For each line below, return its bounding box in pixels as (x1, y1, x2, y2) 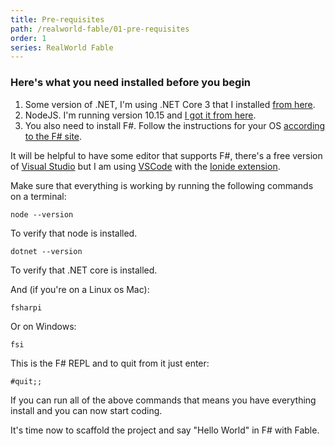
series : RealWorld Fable (10, 42, 114, 53)
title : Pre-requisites (10, 14, 105, 25)
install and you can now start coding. (10, 404, 163, 416)
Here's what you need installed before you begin (10, 76, 251, 90)
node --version (10, 209, 74, 220)
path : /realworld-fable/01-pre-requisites (10, 24, 190, 34)
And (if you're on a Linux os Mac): (10, 283, 150, 295)
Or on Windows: (10, 320, 77, 332)
